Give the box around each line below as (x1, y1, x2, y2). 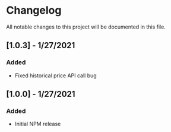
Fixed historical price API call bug (14, 72, 97, 79)
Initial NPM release (14, 120, 61, 128)
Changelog (6, 4, 62, 17)
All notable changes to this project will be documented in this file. (6, 23, 166, 30)
